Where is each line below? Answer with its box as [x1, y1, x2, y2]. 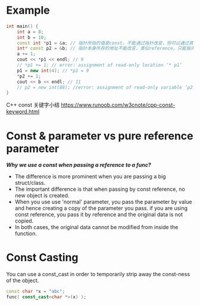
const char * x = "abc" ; [6, 289, 65, 295]
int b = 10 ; [17, 34, 46, 41]
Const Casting [6, 251, 79, 264]
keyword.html [6, 108, 40, 115]
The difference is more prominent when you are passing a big [14, 173, 166, 180]
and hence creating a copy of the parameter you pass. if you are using [14, 205, 188, 212]
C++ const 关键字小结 [6, 101, 60, 109]
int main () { [6, 23, 39, 29]
